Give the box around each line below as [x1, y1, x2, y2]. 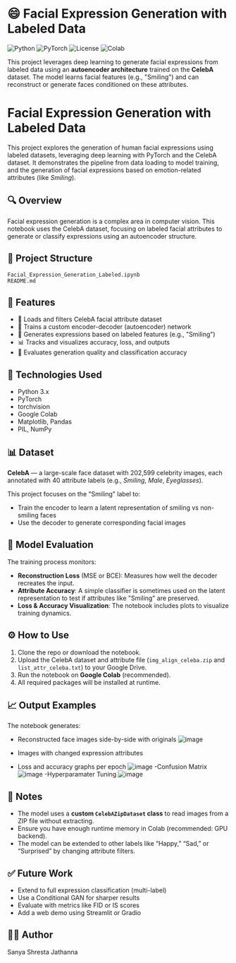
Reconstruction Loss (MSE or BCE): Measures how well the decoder [17, 571, 218, 580]
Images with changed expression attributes [17, 749, 143, 758]
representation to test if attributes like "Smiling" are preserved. [17, 594, 199, 602]
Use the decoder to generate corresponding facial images [17, 518, 186, 527]
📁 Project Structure [7, 253, 93, 265]
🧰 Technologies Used [7, 369, 102, 381]
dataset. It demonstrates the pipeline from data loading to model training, [7, 158, 220, 167]
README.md [7, 277, 37, 285]
